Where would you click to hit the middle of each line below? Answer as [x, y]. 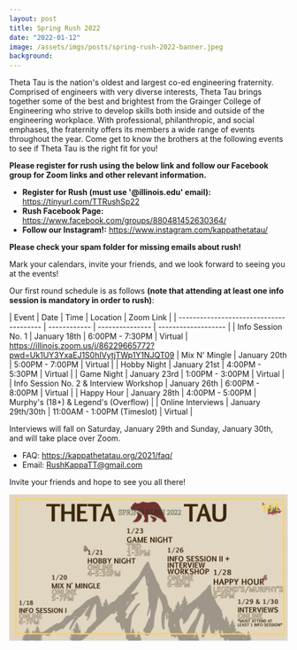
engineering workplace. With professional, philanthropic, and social [132, 121]
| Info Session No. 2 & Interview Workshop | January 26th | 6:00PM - [135, 384]
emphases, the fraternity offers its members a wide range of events [132, 129]
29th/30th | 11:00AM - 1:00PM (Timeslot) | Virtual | [101, 411]
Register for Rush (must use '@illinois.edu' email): [116, 192]
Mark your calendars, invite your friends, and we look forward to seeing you [147, 264]
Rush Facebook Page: [63, 211]
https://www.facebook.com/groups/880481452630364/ [124, 221]
